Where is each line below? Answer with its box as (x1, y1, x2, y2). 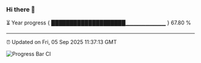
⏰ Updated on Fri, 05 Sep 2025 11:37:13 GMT (6, 39, 117, 46)
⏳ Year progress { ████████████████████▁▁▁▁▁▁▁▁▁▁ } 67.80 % (6, 19, 191, 26)
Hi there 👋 (6, 5, 36, 14)
